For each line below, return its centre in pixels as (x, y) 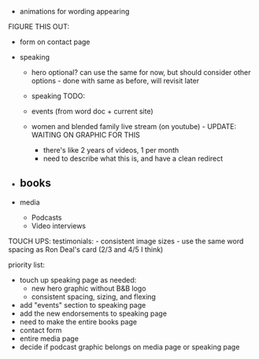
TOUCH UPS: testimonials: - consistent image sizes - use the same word (126, 241)
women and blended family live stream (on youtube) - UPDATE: (134, 126)
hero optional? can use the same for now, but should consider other (141, 72)
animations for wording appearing (74, 11)
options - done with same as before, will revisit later (115, 81)
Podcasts (46, 217)
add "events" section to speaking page (83, 305)
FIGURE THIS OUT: (39, 26)
